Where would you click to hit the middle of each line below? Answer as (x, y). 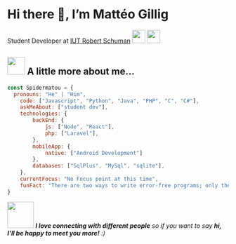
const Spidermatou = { (40, 88)
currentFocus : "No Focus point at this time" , (89, 179)
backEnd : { (48, 121)
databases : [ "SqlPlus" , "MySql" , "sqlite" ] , (99, 166)
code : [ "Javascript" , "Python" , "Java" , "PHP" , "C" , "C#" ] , (110, 101)
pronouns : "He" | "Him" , (50, 94)
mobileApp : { (52, 147)
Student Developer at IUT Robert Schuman (69, 41)
